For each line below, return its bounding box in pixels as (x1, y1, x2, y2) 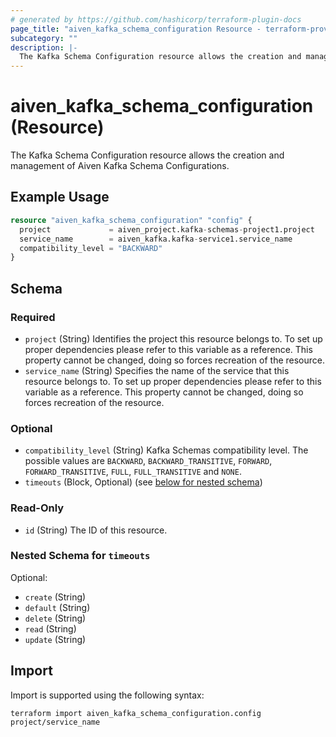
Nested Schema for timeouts (10, 549, 151, 563)
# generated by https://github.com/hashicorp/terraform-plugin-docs (10, 14, 302, 25)
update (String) (24, 633, 87, 645)
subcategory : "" (10, 33, 78, 43)
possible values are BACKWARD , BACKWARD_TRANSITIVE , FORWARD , (24, 455, 273, 467)
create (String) (24, 591, 87, 603)
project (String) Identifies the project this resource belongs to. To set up (24, 332, 323, 345)
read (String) (24, 622, 77, 635)
